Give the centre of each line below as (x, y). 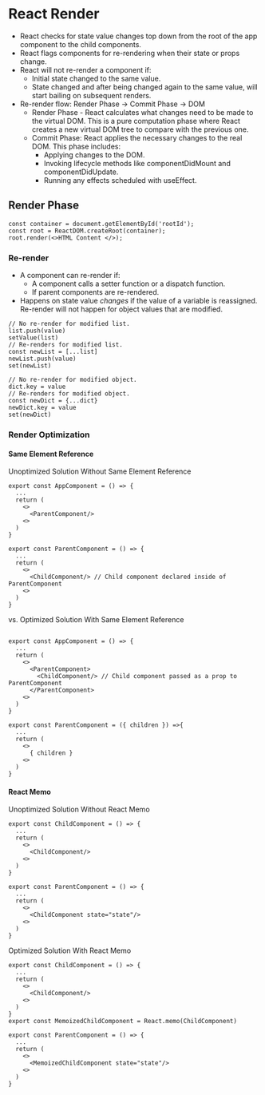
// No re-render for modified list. (69, 324)
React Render (54, 14)
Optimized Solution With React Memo (70, 950)
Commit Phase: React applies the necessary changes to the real (137, 137)
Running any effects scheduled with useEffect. (120, 180)
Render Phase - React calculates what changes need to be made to (142, 112)
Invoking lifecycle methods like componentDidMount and (137, 163)
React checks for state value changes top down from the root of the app (138, 36)
